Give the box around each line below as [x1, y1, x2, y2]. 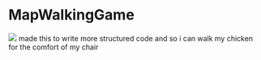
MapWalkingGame [8, 6, 135, 24]
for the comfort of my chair [8, 42, 99, 52]
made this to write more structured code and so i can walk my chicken [18, 33, 254, 43]
